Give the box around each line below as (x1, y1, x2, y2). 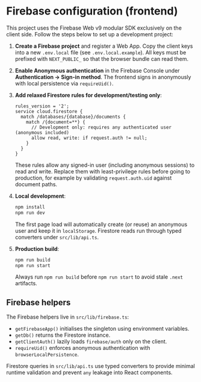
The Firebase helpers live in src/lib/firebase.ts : (6, 313, 129, 321)
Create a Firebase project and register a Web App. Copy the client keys (14, 42, 193, 50)
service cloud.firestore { (14, 108, 83, 114)
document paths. (14, 180, 58, 188)
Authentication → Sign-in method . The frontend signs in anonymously (14, 73, 191, 80)
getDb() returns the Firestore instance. (14, 331, 111, 339)
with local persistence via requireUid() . (14, 80, 114, 87)
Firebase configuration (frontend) (6, 4, 178, 18)
